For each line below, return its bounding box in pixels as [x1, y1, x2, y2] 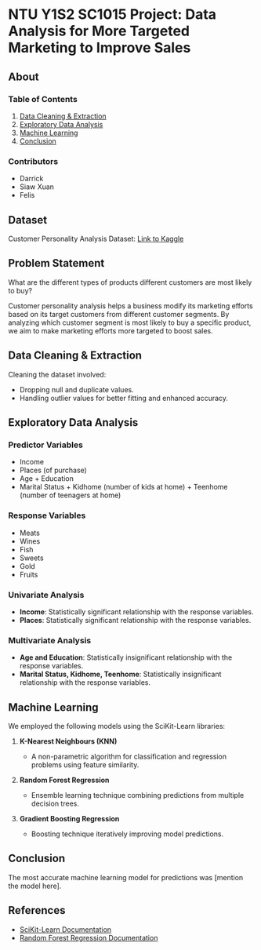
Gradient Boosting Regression [19, 814, 120, 823]
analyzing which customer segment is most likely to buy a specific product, [8, 318, 252, 327]
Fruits [19, 570, 38, 579]
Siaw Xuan [19, 182, 55, 191]
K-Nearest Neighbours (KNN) [19, 737, 118, 746]
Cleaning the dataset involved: [8, 369, 107, 379]
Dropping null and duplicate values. [19, 384, 135, 394]
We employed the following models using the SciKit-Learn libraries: [8, 722, 226, 730]
